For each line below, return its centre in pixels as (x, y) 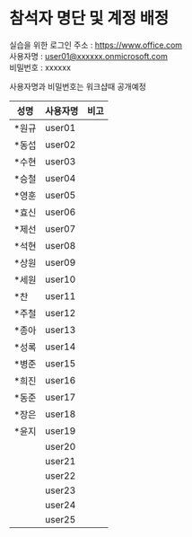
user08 (60, 245)
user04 (60, 178)
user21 (60, 461)
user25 (60, 519)
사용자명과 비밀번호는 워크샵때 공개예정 (78, 86)
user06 (60, 212)
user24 (60, 505)
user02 (60, 145)
